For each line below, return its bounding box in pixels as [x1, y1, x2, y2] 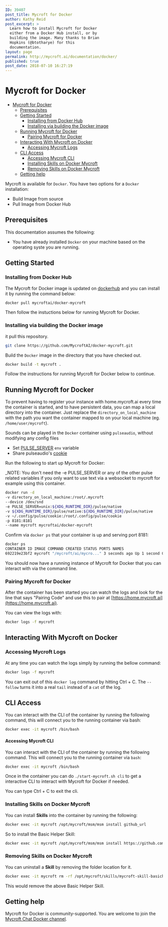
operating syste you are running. [12, 244, 80, 250]
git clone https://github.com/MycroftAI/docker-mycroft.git [5, 343, 133, 348]
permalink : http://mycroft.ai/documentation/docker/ [5, 54, 117, 59]
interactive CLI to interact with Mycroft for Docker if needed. [5, 778, 129, 784]
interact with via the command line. [5, 565, 77, 571]
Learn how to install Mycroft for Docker [9, 26, 97, 31]
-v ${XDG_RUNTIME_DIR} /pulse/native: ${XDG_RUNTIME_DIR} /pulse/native [5, 508, 153, 514]
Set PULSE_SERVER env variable [12, 445, 79, 451]
